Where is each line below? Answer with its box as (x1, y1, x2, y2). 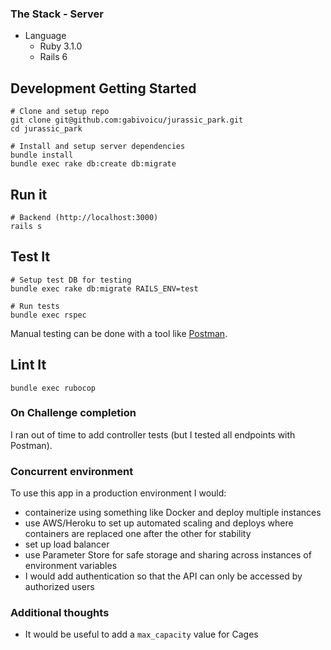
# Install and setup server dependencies (10, 142, 186, 152)
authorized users (24, 581, 95, 593)
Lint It (10, 357, 47, 374)
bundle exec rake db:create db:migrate (10, 159, 177, 169)
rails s (10, 221, 43, 231)
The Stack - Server (10, 7, 104, 21)
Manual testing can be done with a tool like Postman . (10, 327, 228, 339)
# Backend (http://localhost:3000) (10, 212, 159, 222)
